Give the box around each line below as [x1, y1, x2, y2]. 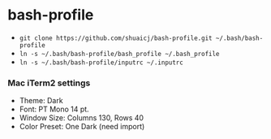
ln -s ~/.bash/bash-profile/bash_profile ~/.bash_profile [19, 50, 220, 58]
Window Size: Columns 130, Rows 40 [19, 113, 144, 123]
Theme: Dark [19, 96, 63, 106]
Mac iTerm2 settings [7, 77, 91, 89]
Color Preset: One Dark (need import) [19, 122, 145, 132]
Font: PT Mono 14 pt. [19, 104, 90, 115]
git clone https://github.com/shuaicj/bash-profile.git [19, 34, 213, 42]
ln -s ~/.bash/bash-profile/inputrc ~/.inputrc [19, 59, 183, 67]
